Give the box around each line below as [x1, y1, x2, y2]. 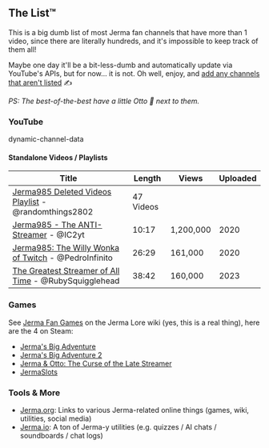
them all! [8, 44, 37, 54]
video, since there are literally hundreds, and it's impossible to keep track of [8, 36, 259, 46]
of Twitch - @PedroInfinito [12, 252, 114, 263]
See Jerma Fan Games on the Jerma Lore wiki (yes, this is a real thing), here [8, 318, 260, 327]
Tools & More [8, 387, 61, 398]
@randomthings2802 [12, 206, 94, 218]
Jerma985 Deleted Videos [12, 186, 112, 198]
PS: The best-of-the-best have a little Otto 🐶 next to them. [8, 96, 200, 106]
